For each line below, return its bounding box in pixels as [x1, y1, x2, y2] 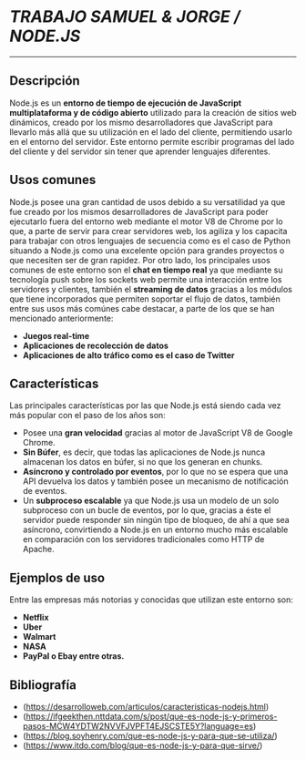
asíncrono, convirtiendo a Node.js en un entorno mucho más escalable [22, 524, 289, 535]
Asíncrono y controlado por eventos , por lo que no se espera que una [22, 467, 289, 478]
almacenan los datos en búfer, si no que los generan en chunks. [22, 457, 263, 467]
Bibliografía [9, 677, 77, 693]
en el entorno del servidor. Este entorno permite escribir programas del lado [9, 136, 295, 147]
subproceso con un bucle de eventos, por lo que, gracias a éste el [22, 505, 271, 516]
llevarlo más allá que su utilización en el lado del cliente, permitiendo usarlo [9, 126, 293, 138]
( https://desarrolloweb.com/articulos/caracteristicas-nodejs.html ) [22, 702, 270, 712]
